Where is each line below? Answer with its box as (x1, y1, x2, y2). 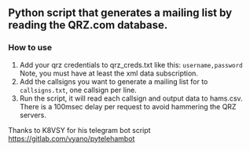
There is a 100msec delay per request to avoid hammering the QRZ (19, 101, 237, 111)
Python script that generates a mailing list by (8, 6, 233, 20)
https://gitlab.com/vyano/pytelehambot (8, 134, 135, 143)
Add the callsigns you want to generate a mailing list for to (19, 76, 208, 86)
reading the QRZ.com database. (8, 19, 168, 32)
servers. (19, 110, 47, 120)
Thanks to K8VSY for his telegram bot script (8, 125, 151, 134)
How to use (8, 42, 53, 53)
